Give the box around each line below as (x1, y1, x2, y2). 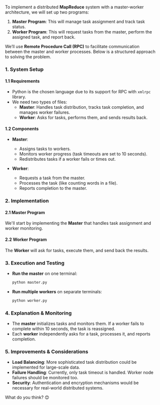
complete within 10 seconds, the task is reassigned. (12, 326, 115, 332)
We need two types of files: (12, 99, 67, 105)
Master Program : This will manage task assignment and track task (12, 19, 145, 24)
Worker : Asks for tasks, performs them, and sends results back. (19, 115, 148, 120)
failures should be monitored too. (12, 375, 79, 381)
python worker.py (12, 298, 48, 303)
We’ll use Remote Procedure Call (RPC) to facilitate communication (5, 44, 140, 49)
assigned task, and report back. (12, 34, 76, 40)
